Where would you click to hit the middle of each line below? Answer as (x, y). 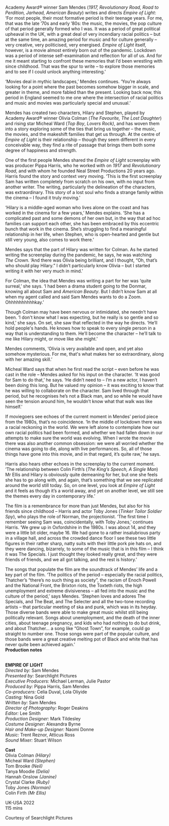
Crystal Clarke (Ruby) (27, 782)
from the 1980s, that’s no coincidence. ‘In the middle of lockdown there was (84, 422)
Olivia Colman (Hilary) (28, 755)
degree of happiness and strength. (41, 150)
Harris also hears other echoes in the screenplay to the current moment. (80, 464)
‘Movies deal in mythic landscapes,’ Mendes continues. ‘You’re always (78, 81)
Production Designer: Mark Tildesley (43, 719)
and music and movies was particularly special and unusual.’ (68, 103)
